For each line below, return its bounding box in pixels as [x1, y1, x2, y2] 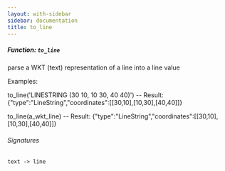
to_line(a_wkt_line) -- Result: [7, 112, 91, 121]
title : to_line [7, 23, 53, 31]
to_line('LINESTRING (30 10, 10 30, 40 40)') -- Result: [7, 91, 164, 99]
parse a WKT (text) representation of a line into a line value [7, 63, 180, 72]
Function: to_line [7, 45, 61, 54]
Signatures [7, 136, 40, 144]
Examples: [7, 77, 38, 86]
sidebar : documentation [7, 17, 78, 24]
